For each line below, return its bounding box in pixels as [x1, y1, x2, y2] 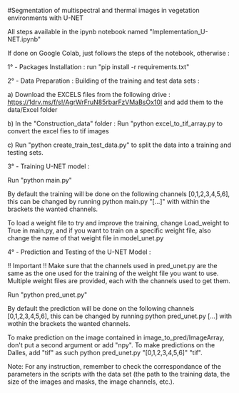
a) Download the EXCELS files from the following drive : [7, 91, 171, 98]
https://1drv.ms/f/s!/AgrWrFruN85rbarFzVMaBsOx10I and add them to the [7, 98, 223, 106]
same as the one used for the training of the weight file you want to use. [7, 269, 219, 277]
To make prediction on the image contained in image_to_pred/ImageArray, [7, 333, 225, 342]
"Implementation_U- [149, 28, 208, 36]
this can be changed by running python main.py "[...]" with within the [7, 198, 210, 205]
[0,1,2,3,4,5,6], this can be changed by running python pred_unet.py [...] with [7, 312, 232, 320]
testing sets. [7, 148, 44, 156]
